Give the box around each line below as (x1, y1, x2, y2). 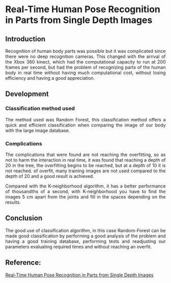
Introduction (5, 35, 46, 43)
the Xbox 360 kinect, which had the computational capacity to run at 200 (5, 59, 166, 65)
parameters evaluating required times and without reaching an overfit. (5, 243, 152, 249)
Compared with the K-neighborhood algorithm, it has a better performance (5, 183, 166, 189)
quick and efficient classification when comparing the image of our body (5, 122, 166, 128)
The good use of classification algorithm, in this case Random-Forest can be (5, 227, 166, 233)
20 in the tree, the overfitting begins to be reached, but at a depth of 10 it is (5, 162, 166, 168)
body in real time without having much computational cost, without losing (5, 70, 166, 76)
